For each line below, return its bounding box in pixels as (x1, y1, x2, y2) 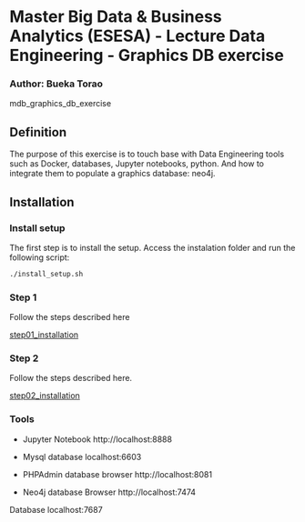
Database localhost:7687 (9, 504, 103, 515)
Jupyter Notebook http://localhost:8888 (22, 434, 173, 445)
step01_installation (9, 329, 79, 340)
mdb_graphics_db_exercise (9, 98, 112, 109)
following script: (9, 252, 70, 263)
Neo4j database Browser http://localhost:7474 (22, 487, 197, 497)
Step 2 (9, 352, 39, 365)
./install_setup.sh (9, 269, 84, 278)
